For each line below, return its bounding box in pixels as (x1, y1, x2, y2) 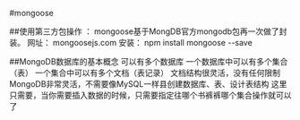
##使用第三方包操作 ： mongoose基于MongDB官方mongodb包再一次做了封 (9, 26, 287, 37)
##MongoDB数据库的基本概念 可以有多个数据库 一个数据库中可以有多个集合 (9, 56, 288, 66)
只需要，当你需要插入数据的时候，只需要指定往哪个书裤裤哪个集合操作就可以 (9, 90, 292, 100)
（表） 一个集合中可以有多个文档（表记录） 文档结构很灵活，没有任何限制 (9, 67, 280, 78)
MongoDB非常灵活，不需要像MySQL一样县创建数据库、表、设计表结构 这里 (9, 79, 287, 89)
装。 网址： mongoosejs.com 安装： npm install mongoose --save (9, 38, 253, 47)
